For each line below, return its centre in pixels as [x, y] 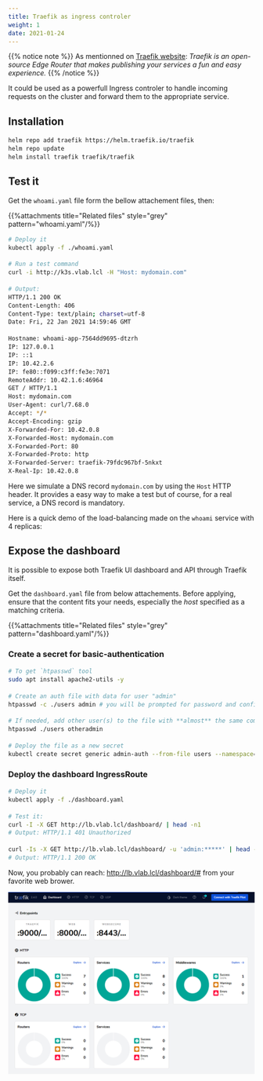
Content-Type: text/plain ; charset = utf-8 [77, 314]
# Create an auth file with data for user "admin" [92, 696]
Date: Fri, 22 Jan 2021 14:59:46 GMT [70, 322]
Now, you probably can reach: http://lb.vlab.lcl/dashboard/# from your [121, 872]
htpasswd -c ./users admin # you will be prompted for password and [122, 704]
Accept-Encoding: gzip [45, 421]
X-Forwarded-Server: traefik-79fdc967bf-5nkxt [85, 463]
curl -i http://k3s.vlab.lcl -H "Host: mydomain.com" [98, 272]
